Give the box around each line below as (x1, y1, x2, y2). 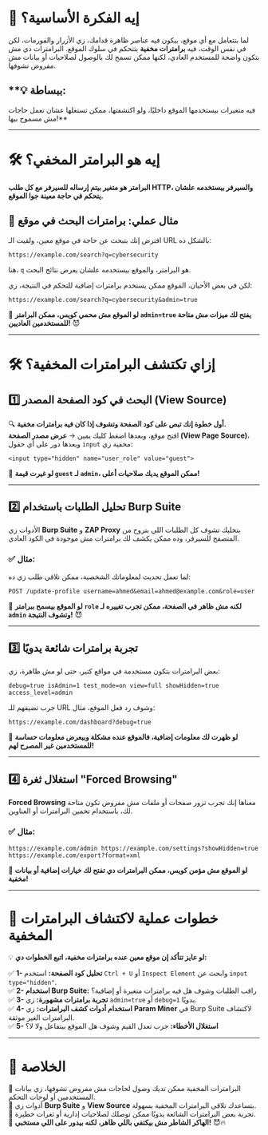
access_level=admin (8, 689, 73, 697)
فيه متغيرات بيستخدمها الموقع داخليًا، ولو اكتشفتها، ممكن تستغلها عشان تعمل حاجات (8, 105, 256, 114)
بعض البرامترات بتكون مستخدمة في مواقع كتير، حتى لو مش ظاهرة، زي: (8, 666, 221, 676)
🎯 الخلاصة (8, 1058, 66, 1075)
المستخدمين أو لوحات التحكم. (8, 1092, 96, 1102)
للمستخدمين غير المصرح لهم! (8, 740, 94, 751)
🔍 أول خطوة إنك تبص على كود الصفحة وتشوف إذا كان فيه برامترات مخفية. (8, 419, 227, 428)
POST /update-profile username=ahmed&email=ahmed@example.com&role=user (8, 587, 255, 595)
